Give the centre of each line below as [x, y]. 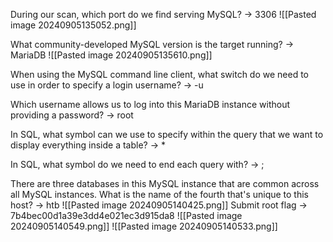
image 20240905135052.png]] [73, 25]
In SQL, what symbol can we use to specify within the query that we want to [167, 134]
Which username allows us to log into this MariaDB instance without [150, 104]
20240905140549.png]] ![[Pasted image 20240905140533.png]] [144, 226]
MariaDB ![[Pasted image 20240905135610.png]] [111, 55]
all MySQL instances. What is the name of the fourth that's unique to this [160, 194]
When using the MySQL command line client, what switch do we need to [160, 74]
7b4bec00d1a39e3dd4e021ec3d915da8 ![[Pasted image [126, 215]
